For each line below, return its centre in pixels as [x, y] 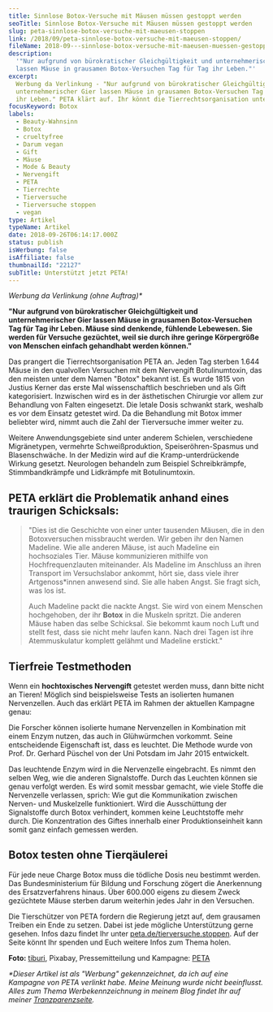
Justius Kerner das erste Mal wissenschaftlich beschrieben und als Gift [127, 387]
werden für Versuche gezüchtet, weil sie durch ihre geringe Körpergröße [134, 337]
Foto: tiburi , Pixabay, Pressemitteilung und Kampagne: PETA [109, 958]
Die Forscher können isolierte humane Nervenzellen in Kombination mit [127, 727]
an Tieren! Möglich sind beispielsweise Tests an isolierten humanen [121, 694]
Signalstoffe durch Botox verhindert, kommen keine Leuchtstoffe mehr [126, 812]
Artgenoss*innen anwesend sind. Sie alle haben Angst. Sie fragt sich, [145, 582]
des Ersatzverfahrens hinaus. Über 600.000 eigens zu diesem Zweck [124, 892]
